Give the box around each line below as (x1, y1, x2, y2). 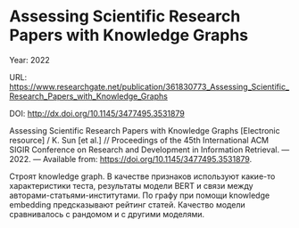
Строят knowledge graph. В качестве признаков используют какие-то (9, 171, 276, 182)
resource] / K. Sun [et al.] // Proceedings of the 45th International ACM (9, 134, 270, 145)
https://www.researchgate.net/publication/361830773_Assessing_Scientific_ (9, 81, 290, 92)
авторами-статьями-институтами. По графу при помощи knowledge (9, 190, 270, 200)
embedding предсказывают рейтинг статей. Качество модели (9, 199, 245, 210)
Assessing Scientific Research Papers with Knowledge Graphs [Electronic (9, 125, 280, 135)
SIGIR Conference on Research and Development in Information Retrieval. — (9, 144, 290, 155)
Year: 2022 (9, 54, 51, 65)
